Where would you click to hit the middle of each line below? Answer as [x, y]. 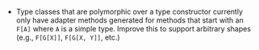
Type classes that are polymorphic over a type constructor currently [129, 12]
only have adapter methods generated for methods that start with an [129, 20]
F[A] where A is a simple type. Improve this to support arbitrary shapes [134, 29]
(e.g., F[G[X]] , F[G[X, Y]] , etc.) [68, 37]
